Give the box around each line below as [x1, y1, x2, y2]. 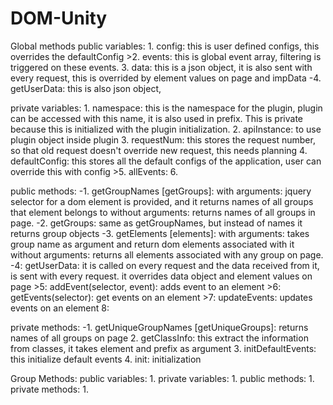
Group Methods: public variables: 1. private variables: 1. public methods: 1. [10, 372, 315, 384]
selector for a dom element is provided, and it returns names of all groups [10, 195, 314, 207]
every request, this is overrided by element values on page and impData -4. [10, 72, 322, 84]
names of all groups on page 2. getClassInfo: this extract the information [10, 332, 309, 344]
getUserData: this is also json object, [10, 82, 162, 94]
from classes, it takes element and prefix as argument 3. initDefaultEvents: [10, 342, 317, 354]
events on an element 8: [10, 302, 110, 314]
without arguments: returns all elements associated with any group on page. [10, 248, 324, 261]
